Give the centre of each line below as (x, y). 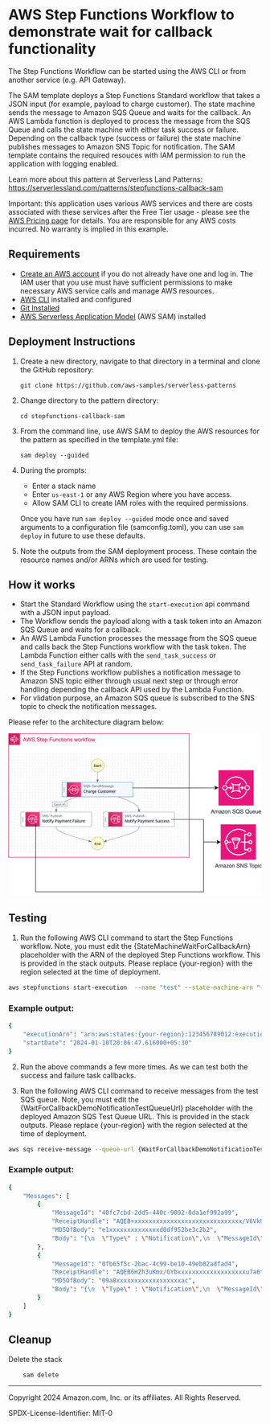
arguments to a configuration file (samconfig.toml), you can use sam (132, 527)
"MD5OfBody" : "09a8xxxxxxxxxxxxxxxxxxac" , (123, 1281)
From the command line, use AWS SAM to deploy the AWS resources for (139, 431)
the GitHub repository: (57, 369)
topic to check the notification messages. (88, 707)
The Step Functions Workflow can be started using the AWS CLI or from (127, 71)
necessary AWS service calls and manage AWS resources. (117, 290)
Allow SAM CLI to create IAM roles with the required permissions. (140, 503)
